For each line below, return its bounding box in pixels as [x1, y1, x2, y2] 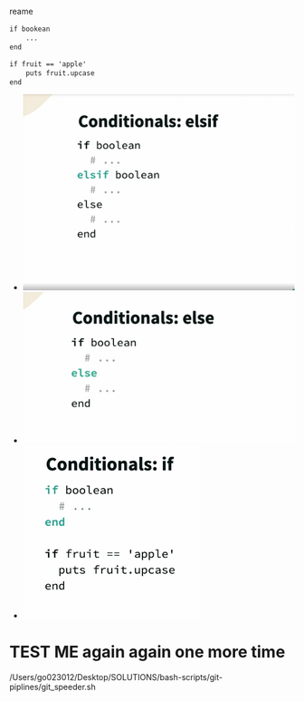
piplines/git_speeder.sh [9, 681, 97, 692]
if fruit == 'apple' [9, 60, 88, 69]
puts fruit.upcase [25, 69, 95, 78]
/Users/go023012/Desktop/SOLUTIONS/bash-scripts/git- [9, 671, 223, 682]
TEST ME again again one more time [9, 641, 286, 662]
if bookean [9, 24, 51, 34]
